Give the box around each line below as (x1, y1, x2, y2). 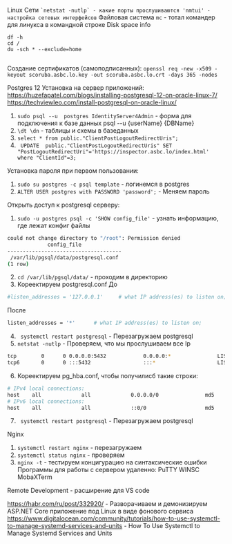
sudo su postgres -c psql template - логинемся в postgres (17, 180, 190, 188)
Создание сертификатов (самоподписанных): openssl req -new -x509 (7, 64, 212, 72)
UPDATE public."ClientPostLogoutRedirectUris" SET (20, 142, 173, 149)
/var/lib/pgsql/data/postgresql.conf (10, 254, 119, 261)
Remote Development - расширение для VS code (7, 487, 150, 495)
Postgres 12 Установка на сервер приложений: (7, 84, 144, 92)
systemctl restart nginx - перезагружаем (17, 444, 142, 452)
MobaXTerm (17, 473, 53, 481)
